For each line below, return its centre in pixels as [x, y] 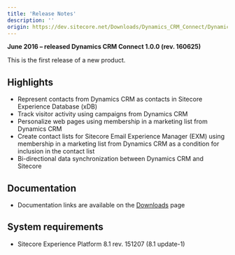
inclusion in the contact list [56, 151]
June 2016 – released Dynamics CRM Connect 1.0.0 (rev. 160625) [104, 47]
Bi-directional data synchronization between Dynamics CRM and [111, 159]
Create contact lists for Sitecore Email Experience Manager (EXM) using [121, 137]
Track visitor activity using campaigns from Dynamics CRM [102, 114]
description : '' [31, 20]
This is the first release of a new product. [66, 60]
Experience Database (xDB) [57, 106]
